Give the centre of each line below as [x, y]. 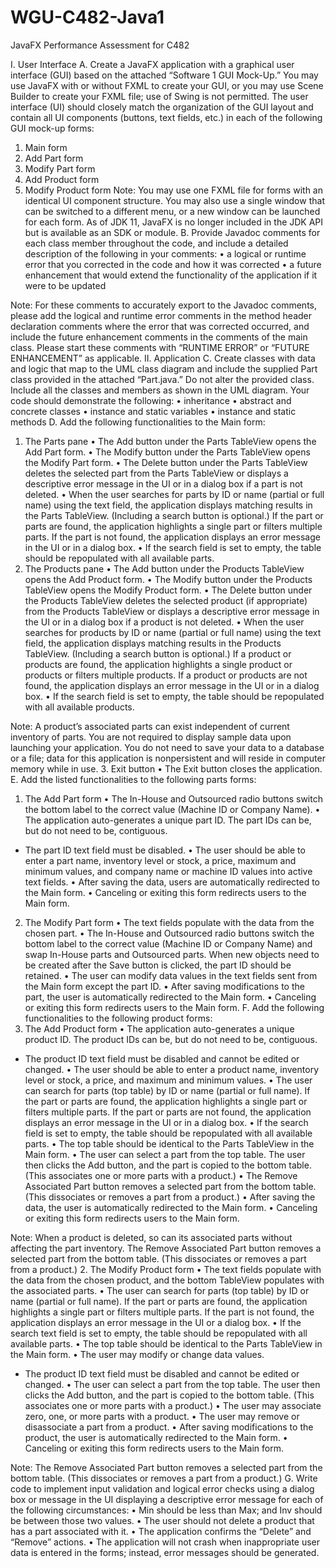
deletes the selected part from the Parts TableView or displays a [156, 473]
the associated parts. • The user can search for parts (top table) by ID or [160, 1290]
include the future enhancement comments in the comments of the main [159, 337]
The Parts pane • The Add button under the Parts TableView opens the [170, 441]
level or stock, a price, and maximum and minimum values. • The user [168, 1080]
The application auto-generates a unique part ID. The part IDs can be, [168, 820]
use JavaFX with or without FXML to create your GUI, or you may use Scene [167, 85]
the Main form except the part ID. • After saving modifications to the [164, 986]
